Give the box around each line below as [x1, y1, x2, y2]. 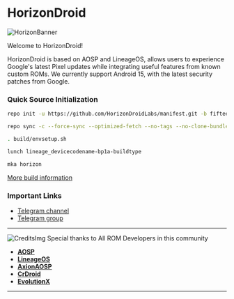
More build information [7, 173, 73, 182]
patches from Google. [7, 77, 70, 85]
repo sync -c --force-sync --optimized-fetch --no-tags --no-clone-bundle [7, 123, 229, 130]
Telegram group [17, 214, 64, 222]
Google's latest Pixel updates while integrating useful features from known [7, 62, 221, 70]
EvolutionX [17, 277, 51, 285]
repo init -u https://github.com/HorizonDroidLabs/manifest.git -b [7, 110, 208, 118]
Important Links [7, 190, 62, 200]
